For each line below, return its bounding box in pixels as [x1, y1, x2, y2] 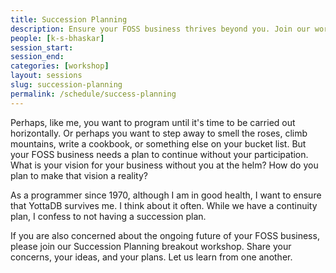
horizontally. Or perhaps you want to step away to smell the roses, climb [10, 127, 308, 139]
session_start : [10, 42, 74, 53]
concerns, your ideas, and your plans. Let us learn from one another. [10, 251, 293, 263]
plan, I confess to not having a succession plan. [10, 210, 207, 222]
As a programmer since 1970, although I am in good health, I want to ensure [10, 189, 322, 201]
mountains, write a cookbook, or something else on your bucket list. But [10, 137, 307, 150]
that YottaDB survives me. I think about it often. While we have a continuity [10, 199, 318, 211]
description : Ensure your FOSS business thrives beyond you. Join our [10, 24, 311, 34]
